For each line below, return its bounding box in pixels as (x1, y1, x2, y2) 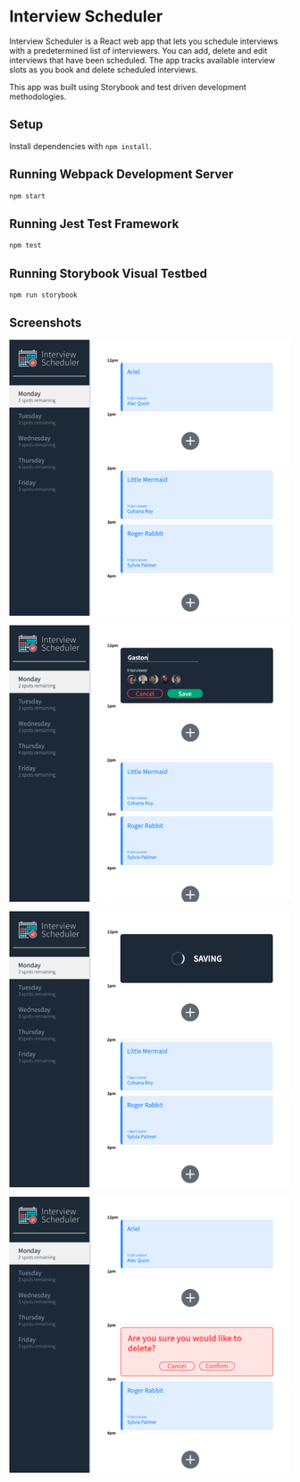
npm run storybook (9, 291, 78, 299)
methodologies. (9, 91, 67, 102)
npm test (9, 241, 42, 250)
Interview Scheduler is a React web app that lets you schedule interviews (9, 36, 279, 46)
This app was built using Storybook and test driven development (9, 81, 247, 92)
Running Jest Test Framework (9, 216, 179, 232)
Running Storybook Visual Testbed (9, 265, 208, 281)
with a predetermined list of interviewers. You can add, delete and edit (9, 45, 268, 55)
